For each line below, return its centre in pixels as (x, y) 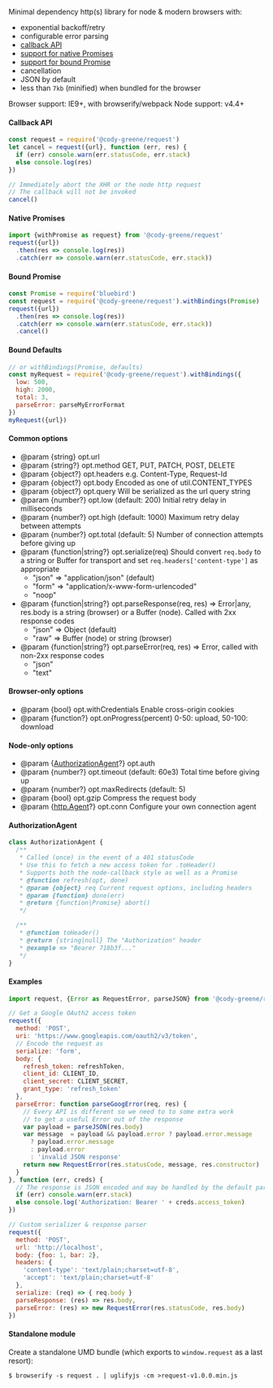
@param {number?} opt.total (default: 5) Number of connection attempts (142, 534)
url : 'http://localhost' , (60, 1247)
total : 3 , (32, 398)
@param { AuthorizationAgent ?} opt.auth (88, 763)
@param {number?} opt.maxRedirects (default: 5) (103, 789)
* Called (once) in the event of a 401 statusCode (107, 858)
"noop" (44, 595)
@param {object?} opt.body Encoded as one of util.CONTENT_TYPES (136, 482)
